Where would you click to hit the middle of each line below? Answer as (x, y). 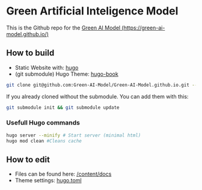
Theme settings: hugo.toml (48, 180)
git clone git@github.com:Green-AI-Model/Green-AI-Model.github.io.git (98, 85)
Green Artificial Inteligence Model (92, 11)
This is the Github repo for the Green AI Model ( (65, 28)
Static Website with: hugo (47, 67)
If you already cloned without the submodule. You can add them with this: (97, 96)
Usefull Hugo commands (43, 123)
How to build (30, 53)
